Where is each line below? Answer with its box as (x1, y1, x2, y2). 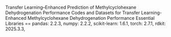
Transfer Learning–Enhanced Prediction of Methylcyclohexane (5, 5, 137, 10)
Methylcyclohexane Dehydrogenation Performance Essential (27, 15, 155, 21)
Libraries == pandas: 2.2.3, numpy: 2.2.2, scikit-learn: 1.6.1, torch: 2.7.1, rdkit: (5, 20, 166, 26)
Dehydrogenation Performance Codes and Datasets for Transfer (5, 10, 140, 16)
